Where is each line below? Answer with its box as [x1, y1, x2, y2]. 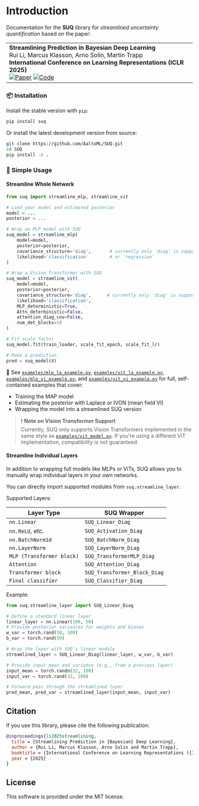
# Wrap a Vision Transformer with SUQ [6, 270, 102, 276]
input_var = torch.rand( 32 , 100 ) [6, 673, 89, 679]
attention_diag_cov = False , [17, 314, 84, 320]
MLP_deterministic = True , [17, 303, 78, 309]
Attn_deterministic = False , [17, 309, 84, 315]
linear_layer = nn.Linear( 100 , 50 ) [6, 619, 94, 625]
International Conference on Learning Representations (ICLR [9, 58, 184, 67]
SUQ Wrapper [104, 508, 145, 517]
